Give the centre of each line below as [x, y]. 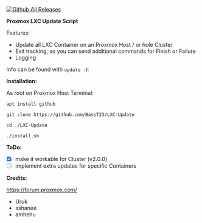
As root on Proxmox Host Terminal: [50, 93]
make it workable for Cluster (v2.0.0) [61, 159]
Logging [26, 57]
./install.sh [23, 136]
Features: [18, 33]
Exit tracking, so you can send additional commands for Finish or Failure [105, 51]
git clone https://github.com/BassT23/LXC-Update [71, 115]
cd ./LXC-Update [27, 125]
